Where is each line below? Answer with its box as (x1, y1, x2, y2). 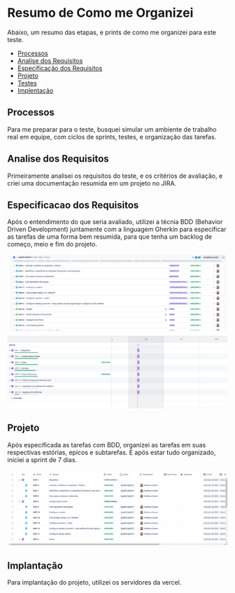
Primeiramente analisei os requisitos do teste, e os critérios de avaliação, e (7, 172, 223, 180)
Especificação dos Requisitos (17, 64, 103, 72)
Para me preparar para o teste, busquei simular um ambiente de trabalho (7, 125, 217, 134)
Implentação (17, 86, 54, 95)
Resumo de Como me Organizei (7, 5, 194, 21)
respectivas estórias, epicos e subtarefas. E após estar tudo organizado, (7, 448, 216, 456)
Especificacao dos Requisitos (7, 199, 139, 211)
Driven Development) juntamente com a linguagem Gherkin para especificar (7, 225, 227, 234)
